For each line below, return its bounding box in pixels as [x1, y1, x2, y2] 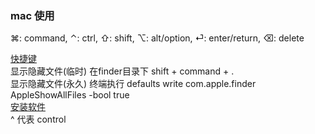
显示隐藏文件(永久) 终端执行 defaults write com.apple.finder [10, 78, 257, 90]
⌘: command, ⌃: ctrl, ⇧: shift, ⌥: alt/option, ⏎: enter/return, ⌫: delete [10, 32, 305, 44]
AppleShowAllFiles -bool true [10, 89, 130, 101]
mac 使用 [10, 8, 55, 22]
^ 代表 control [10, 113, 67, 126]
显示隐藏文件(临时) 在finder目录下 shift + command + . [10, 65, 235, 77]
